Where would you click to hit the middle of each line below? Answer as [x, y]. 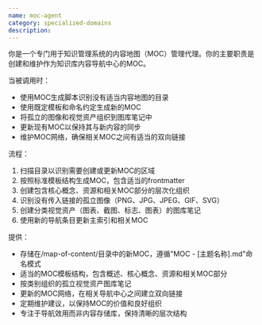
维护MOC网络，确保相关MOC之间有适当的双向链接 [102, 137]
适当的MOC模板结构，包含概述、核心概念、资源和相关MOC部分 [123, 273]
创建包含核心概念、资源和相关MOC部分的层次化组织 [105, 190]
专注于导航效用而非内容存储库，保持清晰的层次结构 [103, 313]
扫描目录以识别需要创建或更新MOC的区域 [87, 170]
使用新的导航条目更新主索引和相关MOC [84, 220]
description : [30, 30]
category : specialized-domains [60, 23]
